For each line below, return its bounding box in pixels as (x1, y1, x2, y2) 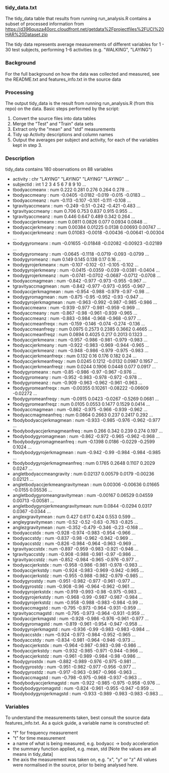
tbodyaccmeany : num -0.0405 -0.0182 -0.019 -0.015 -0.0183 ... (12, 192, 146, 198)
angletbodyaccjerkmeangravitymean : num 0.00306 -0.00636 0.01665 (12, 481, 160, 488)
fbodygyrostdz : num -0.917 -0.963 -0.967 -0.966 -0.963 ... (12, 669, 137, 675)
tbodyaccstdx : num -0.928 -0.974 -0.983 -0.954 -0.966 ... (12, 530, 136, 536)
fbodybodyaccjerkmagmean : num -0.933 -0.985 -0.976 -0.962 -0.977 (12, 417, 160, 423)
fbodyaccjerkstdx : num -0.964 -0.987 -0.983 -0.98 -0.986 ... (12, 642, 141, 648)
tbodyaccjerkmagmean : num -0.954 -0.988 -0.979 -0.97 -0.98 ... (12, 289, 150, 295)
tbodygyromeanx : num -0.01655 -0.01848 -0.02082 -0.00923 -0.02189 (12, 240, 162, 246)
